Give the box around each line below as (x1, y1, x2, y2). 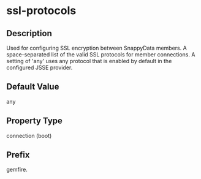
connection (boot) (6, 132, 52, 139)
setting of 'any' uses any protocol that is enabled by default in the (6, 58, 172, 64)
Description (6, 28, 52, 39)
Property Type (6, 116, 63, 126)
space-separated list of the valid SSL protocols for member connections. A (6, 51, 195, 58)
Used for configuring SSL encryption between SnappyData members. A (6, 44, 187, 51)
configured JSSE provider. (6, 64, 73, 71)
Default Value (6, 82, 59, 92)
